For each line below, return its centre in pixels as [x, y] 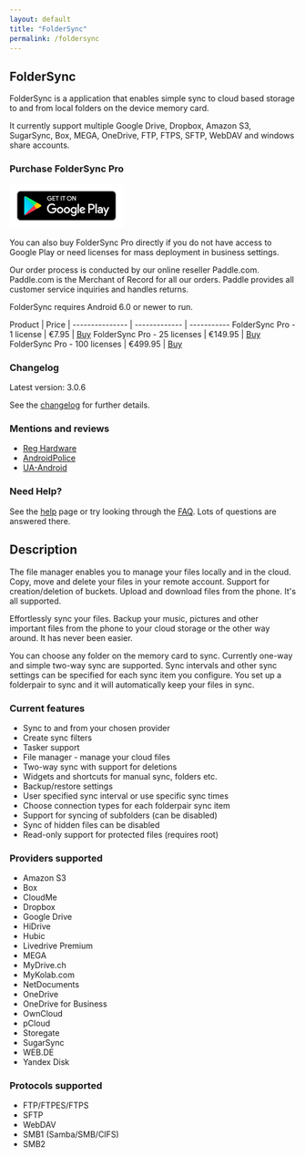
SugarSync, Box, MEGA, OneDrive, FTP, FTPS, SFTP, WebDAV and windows [152, 136]
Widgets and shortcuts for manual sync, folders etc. [120, 776]
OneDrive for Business [65, 1004]
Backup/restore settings [68, 786]
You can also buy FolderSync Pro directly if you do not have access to [141, 243]
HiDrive [37, 926]
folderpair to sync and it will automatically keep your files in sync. [132, 685]
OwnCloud [43, 1014]
